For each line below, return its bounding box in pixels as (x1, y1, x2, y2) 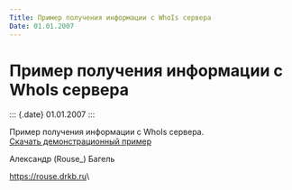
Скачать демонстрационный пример (9, 136, 152, 147)
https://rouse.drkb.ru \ (9, 171, 90, 182)
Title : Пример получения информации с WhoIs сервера (9, 13, 212, 23)
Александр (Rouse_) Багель (9, 154, 115, 165)
